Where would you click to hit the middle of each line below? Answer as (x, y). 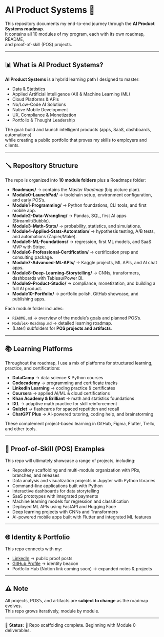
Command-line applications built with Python (57, 486)
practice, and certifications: (33, 368)
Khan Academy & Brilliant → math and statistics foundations (73, 398)
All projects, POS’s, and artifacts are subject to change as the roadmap (77, 600)
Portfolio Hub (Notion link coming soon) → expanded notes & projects (82, 569)
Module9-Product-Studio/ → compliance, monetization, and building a (84, 283)
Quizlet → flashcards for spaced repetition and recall (65, 409)
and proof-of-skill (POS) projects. (39, 44)
